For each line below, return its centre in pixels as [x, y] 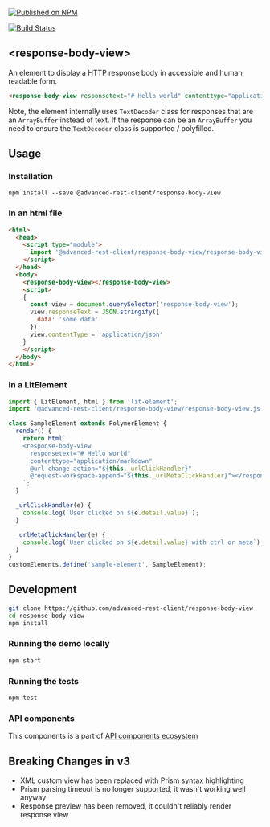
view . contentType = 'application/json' [96, 334]
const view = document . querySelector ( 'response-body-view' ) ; [134, 305]
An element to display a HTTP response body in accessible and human [125, 72]
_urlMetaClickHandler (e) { [61, 534]
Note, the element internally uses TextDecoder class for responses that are [131, 111]
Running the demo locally [59, 644]
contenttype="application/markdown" [91, 461]
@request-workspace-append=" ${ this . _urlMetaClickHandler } [129, 476]
